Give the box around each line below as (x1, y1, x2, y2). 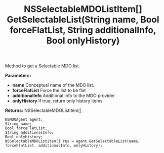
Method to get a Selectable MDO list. (5, 63, 80, 69)
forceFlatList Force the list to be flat (12, 88, 86, 94)
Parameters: (5, 73, 31, 79)
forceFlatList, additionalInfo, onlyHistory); (5, 143, 103, 148)
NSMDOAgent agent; (5, 117, 43, 122)
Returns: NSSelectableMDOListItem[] (5, 107, 82, 113)
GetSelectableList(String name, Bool (6, 14, 160, 25)
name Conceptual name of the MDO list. (12, 82, 95, 88)
